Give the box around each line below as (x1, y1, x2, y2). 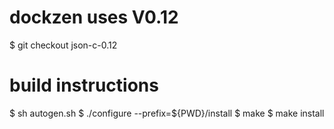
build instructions (9, 74, 159, 97)
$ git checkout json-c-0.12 (9, 39, 118, 51)
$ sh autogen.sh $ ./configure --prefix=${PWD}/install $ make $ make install (9, 107, 325, 119)
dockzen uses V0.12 (9, 6, 179, 29)
